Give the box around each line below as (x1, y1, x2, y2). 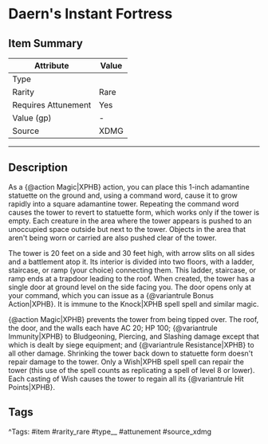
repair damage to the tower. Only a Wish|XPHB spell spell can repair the (8, 356, 245, 367)
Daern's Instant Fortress (8, 5, 173, 23)
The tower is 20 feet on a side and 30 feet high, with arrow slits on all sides (8, 248, 255, 257)
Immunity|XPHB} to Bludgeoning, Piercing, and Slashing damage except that (8, 332, 259, 341)
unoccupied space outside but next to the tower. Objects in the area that (8, 224, 246, 234)
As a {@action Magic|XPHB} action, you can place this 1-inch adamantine (8, 182, 250, 191)
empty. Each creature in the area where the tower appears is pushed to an (8, 216, 253, 226)
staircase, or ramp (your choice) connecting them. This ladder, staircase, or (8, 265, 257, 275)
